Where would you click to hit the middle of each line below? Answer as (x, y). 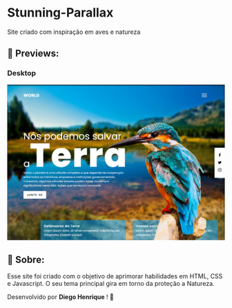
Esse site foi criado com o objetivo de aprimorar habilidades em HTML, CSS (115, 276)
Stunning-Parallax (60, 13)
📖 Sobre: (26, 259)
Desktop (22, 73)
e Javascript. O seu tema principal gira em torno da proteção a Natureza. (111, 284)
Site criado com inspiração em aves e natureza (74, 32)
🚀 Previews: (33, 54)
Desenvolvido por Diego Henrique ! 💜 (60, 297)
